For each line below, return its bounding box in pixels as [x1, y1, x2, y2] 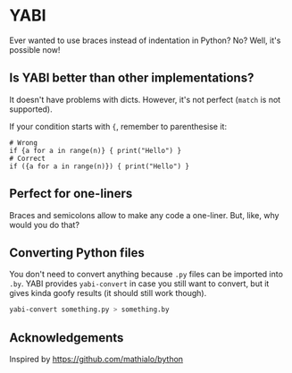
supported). [9, 104, 54, 114]
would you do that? [9, 219, 80, 230]
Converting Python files [9, 245, 146, 260]
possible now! [9, 44, 61, 55]
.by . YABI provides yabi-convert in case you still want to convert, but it [9, 278, 270, 289]
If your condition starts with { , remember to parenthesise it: [9, 121, 228, 131]
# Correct [9, 154, 46, 163]
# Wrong [9, 138, 38, 148]
